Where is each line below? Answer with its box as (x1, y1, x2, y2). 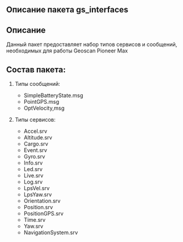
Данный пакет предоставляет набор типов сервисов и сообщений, (6, 41, 178, 48)
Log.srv (23, 178, 43, 185)
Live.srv (23, 172, 44, 179)
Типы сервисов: (14, 116, 56, 123)
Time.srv (23, 216, 46, 224)
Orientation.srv (23, 197, 61, 204)
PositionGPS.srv (23, 210, 64, 217)
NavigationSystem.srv (23, 229, 79, 236)
